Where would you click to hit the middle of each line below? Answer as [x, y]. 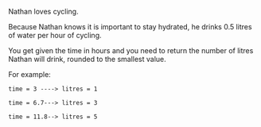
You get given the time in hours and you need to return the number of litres [131, 50]
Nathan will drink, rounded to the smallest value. [88, 59]
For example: [30, 74]
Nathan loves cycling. [43, 12]
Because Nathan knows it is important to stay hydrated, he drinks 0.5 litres [130, 27]
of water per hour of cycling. [55, 35]
